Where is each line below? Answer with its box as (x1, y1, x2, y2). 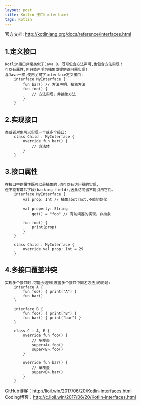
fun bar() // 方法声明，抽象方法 (23, 82, 86, 87)
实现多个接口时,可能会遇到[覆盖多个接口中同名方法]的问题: (5, 280, 111, 285)
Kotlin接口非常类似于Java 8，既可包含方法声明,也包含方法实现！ (5, 62, 124, 67)
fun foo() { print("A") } (23, 289, 77, 294)
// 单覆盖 (31, 365, 50, 370)
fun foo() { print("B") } (23, 311, 77, 316)
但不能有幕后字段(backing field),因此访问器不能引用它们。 (5, 187, 116, 192)
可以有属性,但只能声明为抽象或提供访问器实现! (5, 67, 88, 72)
